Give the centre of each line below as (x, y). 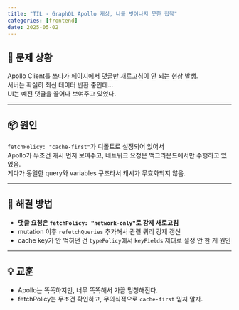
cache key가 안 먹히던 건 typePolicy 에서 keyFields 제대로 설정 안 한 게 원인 (124, 240)
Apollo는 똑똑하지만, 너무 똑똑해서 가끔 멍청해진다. (88, 290)
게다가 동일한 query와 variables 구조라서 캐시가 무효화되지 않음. (97, 173)
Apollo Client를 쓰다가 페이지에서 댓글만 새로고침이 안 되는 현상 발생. (103, 76)
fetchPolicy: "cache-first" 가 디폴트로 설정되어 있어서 (86, 146)
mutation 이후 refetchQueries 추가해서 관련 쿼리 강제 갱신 (99, 231)
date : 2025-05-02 (33, 27)
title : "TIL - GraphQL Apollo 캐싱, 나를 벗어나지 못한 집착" (92, 14)
